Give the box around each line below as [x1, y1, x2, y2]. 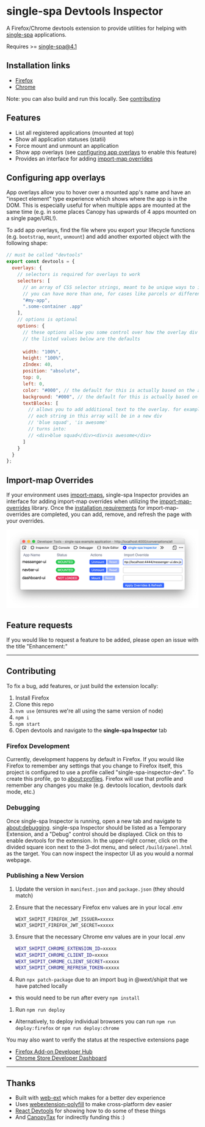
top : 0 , [22, 374, 43, 380]
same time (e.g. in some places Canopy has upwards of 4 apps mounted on [6, 208, 196, 216]
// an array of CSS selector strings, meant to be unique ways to [22, 284, 195, 291]
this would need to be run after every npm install [15, 994, 140, 1002]
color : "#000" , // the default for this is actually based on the [22, 387, 195, 393]
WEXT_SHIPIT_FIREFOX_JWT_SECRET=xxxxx [15, 922, 114, 929]
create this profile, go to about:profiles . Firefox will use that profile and [6, 775, 183, 783]
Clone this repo [15, 700, 54, 708]
